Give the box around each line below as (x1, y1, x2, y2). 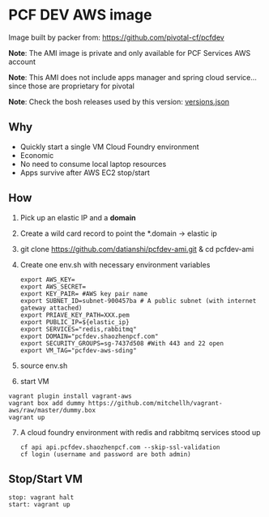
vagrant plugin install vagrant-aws (8, 391, 132, 400)
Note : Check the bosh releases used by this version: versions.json (8, 96, 229, 106)
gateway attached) (19, 304, 83, 312)
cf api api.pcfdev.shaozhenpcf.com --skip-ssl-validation (19, 443, 220, 451)
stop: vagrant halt (8, 493, 75, 502)
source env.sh (19, 361, 68, 370)
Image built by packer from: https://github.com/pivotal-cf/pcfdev (8, 32, 224, 42)
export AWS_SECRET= (19, 282, 87, 291)
